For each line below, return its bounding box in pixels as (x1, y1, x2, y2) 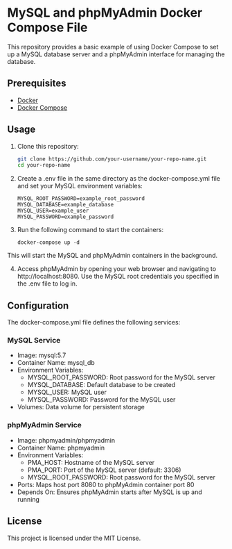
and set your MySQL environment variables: (17, 182, 143, 190)
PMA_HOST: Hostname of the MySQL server (27, 458, 155, 466)
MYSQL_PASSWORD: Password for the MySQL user (27, 395, 176, 404)
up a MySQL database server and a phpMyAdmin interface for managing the (7, 50, 225, 58)
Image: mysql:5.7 (17, 351, 66, 359)
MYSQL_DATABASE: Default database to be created (27, 381, 176, 389)
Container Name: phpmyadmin (17, 443, 105, 452)
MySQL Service (7, 336, 61, 345)
